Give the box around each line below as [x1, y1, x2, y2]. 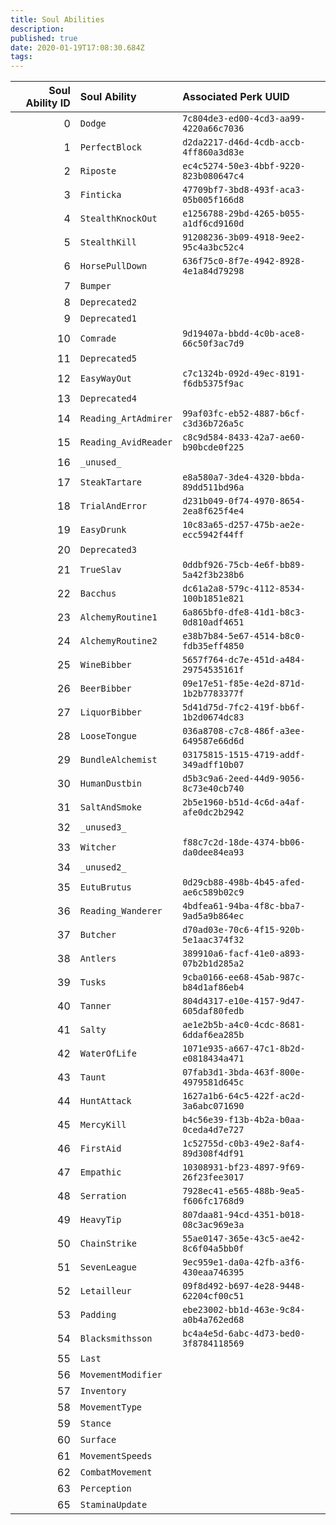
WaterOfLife [79, 1048, 137, 1060]
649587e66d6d [182, 736, 245, 747]
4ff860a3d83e [182, 147, 245, 158]
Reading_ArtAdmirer [79, 413, 173, 425]
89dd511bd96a [182, 482, 245, 493]
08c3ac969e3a [182, 1219, 245, 1231]
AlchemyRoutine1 [79, 612, 158, 623]
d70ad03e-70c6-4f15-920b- [182, 924, 306, 936]
